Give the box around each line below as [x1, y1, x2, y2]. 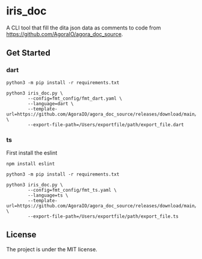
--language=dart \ [28, 100, 74, 106]
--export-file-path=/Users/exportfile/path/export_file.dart [28, 121, 185, 127]
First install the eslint [6, 149, 58, 156]
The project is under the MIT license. [6, 245, 97, 253]
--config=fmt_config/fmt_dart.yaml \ [28, 95, 122, 102]
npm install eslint [6, 160, 55, 166]
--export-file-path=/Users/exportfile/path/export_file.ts [28, 213, 179, 219]
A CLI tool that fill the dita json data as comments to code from [6, 24, 161, 31]
